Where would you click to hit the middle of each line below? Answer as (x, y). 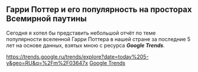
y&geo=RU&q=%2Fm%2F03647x (47, 63)
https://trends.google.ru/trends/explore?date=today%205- (77, 56)
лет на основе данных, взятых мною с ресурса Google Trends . (86, 45)
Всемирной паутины (46, 19)
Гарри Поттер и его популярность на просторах (99, 10)
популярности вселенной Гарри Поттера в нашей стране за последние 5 (98, 39)
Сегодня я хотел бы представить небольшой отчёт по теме (81, 33)
